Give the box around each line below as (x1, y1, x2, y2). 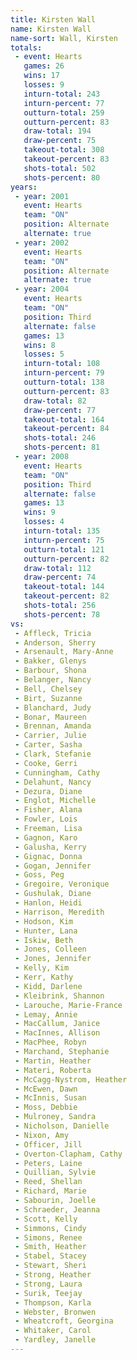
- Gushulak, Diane (14, 889, 92, 899)
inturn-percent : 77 (23, 98, 105, 108)
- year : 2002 (14, 237, 70, 248)
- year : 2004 (14, 284, 70, 295)
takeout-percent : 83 (23, 154, 110, 164)
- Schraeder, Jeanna (14, 1204, 101, 1215)
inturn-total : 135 (23, 526, 101, 536)
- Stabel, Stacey (14, 1251, 87, 1261)
